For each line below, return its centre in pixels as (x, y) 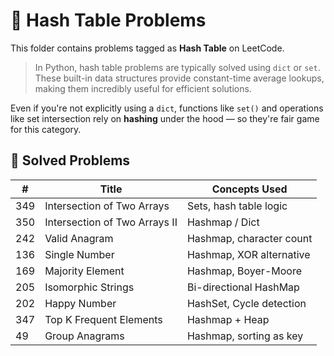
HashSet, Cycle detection (246, 303)
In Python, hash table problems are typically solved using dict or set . (177, 67)
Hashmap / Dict (223, 222)
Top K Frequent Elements (103, 319)
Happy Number (80, 303)
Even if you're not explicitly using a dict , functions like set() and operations (167, 108)
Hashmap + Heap (228, 319)
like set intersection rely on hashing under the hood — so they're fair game (165, 118)
